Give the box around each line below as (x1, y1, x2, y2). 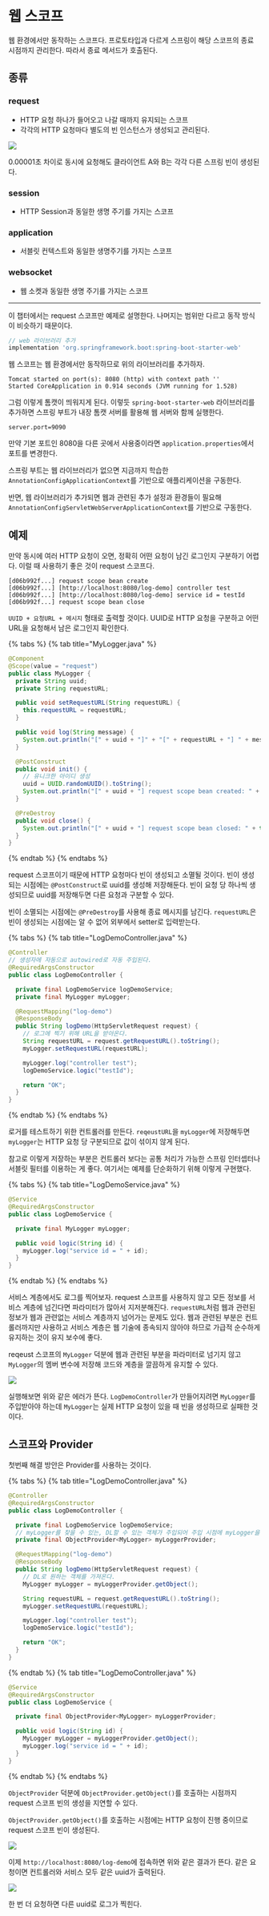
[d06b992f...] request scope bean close (8, 598, 146, 606)
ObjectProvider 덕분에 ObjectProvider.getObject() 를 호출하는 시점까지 (8, 1788, 238, 1797)
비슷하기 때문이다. (16, 320, 73, 330)
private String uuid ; (15, 677, 88, 685)
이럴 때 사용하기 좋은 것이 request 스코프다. (18, 562, 155, 571)
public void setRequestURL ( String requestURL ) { (15, 698, 181, 707)
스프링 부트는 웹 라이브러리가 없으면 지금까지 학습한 (8, 465, 169, 475)
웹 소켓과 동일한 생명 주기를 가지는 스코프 (19, 286, 149, 296)
